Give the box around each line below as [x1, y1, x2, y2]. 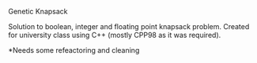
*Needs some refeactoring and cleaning [8, 46, 140, 54]
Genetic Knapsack [8, 7, 68, 16]
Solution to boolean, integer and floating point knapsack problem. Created [8, 22, 250, 31]
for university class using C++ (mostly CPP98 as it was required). [8, 31, 221, 39]
